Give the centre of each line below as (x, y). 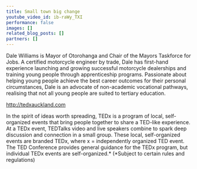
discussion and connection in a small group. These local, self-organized (93, 135)
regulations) (21, 160)
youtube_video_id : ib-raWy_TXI (44, 17)
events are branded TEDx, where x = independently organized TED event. (95, 141)
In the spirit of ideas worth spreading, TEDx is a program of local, (85, 116)
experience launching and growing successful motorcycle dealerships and (96, 68)
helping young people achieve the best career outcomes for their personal (96, 81)
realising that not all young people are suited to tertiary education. (86, 93)
